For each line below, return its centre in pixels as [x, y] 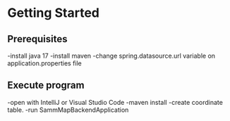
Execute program [46, 85]
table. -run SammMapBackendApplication [68, 110]
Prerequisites [37, 39]
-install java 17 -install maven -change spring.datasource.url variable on [111, 56]
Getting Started [54, 13]
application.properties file [45, 63]
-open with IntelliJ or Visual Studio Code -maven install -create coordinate [115, 102]
